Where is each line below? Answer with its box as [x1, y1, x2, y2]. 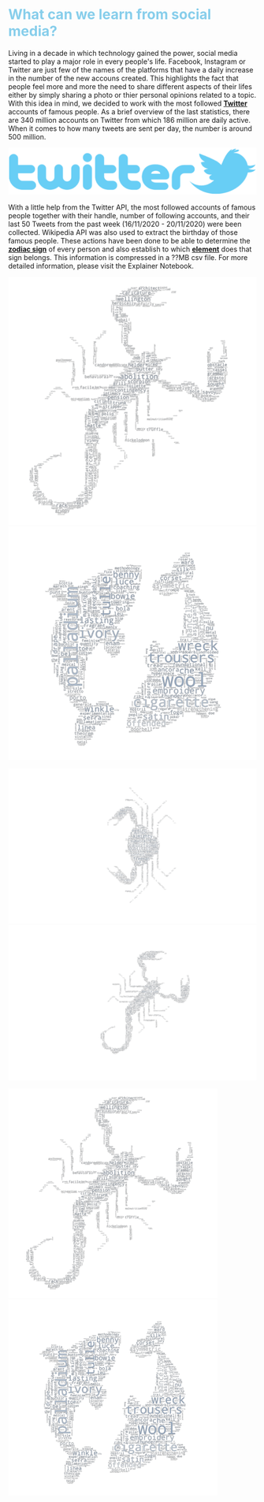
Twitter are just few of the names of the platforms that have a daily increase [8, 65, 254, 74]
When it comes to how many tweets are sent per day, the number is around [8, 124, 252, 133]
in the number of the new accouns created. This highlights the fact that [8, 73, 239, 83]
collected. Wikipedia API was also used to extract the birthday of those [8, 228, 238, 237]
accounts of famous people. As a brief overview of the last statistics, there [8, 106, 251, 116]
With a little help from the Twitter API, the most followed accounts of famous [8, 203, 256, 212]
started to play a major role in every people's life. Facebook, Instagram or [8, 57, 246, 66]
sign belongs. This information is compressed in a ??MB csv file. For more [8, 253, 248, 262]
